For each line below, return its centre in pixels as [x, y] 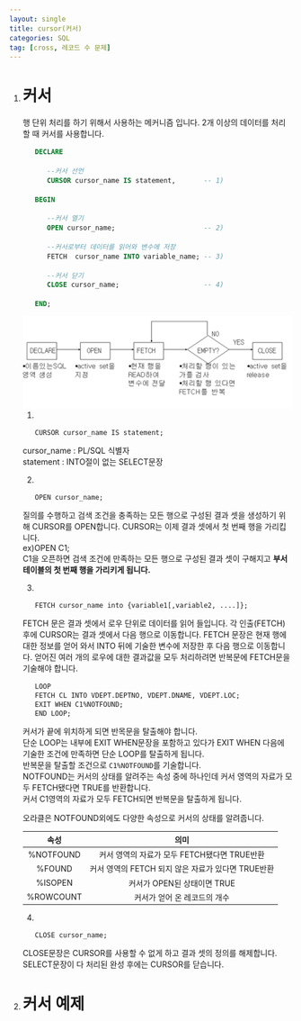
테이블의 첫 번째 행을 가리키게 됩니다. [86, 570]
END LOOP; [53, 714]
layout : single [38, 19]
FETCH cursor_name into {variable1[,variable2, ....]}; [142, 606]
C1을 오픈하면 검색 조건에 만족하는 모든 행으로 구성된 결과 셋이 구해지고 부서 [155, 559]
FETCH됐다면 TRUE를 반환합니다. [91, 788]
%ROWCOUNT [54, 897]
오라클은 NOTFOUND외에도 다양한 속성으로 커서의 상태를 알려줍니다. [143, 818]
